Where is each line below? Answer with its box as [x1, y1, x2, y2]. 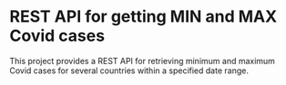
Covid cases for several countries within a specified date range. [9, 65, 249, 76]
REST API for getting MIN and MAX [9, 6, 278, 27]
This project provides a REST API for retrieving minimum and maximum [9, 55, 276, 66]
